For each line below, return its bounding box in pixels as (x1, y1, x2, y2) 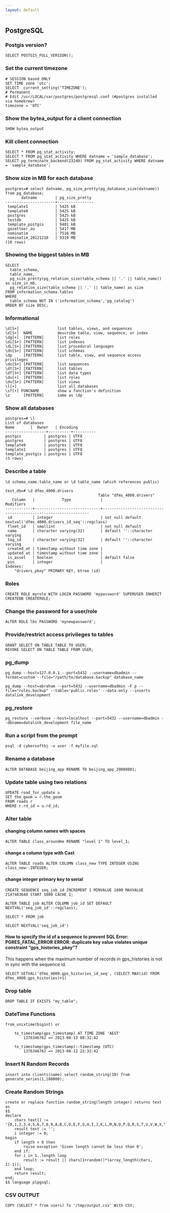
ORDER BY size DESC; (5, 303, 49, 308)
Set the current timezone (5, 65, 68, 72)
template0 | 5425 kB (7, 208, 76, 213)
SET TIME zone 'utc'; (5, 81, 51, 86)
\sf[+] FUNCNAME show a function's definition (5, 388, 121, 394)
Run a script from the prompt (5, 732, 77, 739)
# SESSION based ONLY (5, 76, 51, 81)
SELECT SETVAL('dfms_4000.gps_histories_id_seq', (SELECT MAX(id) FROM (5, 971, 159, 976)
